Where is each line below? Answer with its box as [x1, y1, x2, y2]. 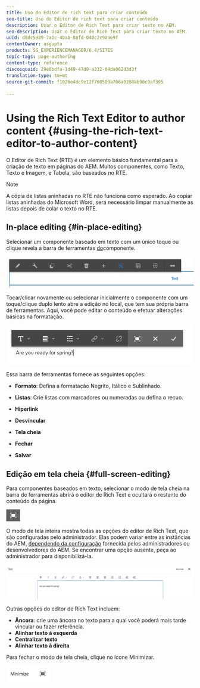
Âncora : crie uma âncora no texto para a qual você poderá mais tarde [14, 616, 186, 624]
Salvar [14, 452, 32, 459]
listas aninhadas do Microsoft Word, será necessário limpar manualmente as [6, 199, 193, 206]
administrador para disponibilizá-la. [6, 553, 93, 560]
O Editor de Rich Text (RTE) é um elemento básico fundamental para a [6, 157, 178, 164]
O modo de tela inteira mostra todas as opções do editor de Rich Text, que [6, 528, 189, 535]
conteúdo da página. [6, 498, 57, 505]
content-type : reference [6, 60, 68, 66]
